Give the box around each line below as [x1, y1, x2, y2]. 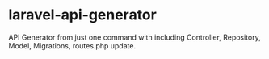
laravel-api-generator [8, 6, 158, 24]
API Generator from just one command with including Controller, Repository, [8, 32, 261, 42]
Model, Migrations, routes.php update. [8, 40, 136, 50]
